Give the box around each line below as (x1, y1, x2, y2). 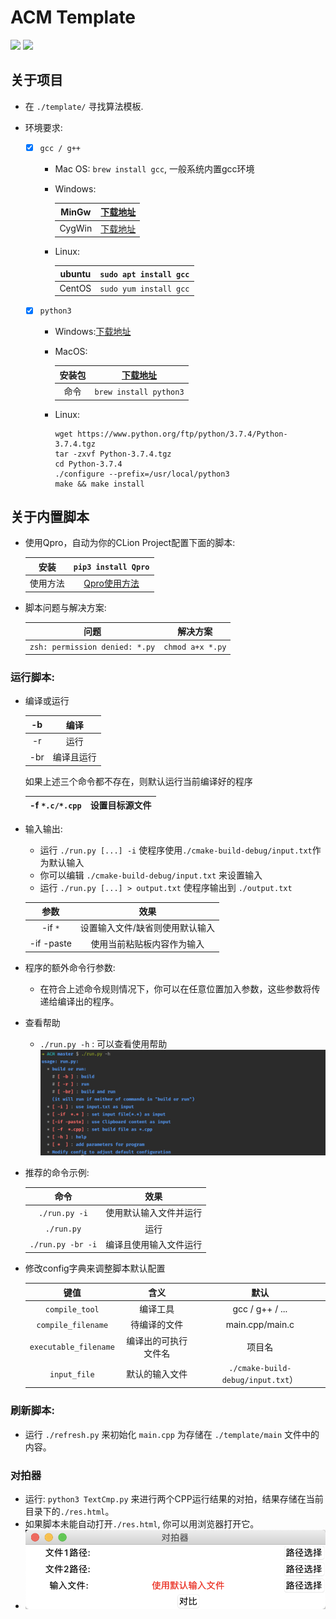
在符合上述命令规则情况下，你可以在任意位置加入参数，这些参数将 (39, 983, 312, 995)
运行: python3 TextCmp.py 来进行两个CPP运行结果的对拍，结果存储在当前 (24, 1493, 324, 1505)
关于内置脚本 (10, 509, 90, 526)
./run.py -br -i (29, 1240, 98, 1250)
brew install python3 (94, 387, 185, 397)
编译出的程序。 (57, 996, 120, 1008)
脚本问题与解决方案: (24, 601, 107, 613)
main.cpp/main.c (225, 1318, 295, 1330)
